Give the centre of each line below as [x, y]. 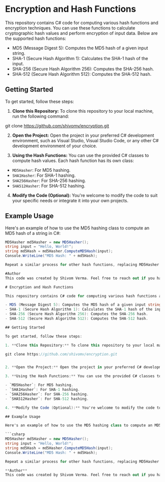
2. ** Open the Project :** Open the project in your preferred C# [73, 367]
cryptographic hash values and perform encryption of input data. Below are [82, 33]
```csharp [15, 434]
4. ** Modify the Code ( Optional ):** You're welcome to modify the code [80, 408]
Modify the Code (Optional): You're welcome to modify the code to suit [85, 195]
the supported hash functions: [36, 38]
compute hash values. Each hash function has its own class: [73, 161]
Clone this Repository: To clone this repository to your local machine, [83, 111]
